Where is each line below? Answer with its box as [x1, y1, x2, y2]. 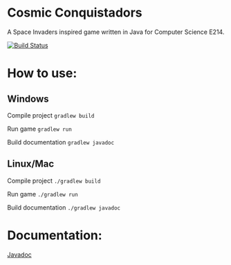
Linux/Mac [7, 158, 55, 170]
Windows [7, 93, 49, 104]
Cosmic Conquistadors [7, 5, 143, 21]
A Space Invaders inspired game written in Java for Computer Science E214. [7, 28, 225, 36]
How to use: [7, 66, 77, 81]
